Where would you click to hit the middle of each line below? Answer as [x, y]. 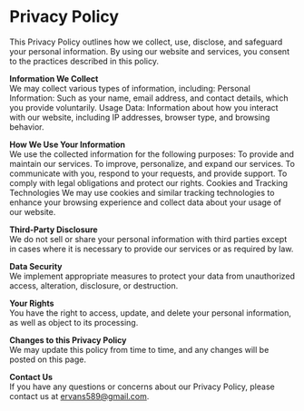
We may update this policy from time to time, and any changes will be [139, 349]
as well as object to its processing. [74, 322]
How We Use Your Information [67, 144]
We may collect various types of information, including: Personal [130, 88]
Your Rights [32, 303]
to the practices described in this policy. [84, 61]
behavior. [27, 127]
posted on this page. [48, 359]
